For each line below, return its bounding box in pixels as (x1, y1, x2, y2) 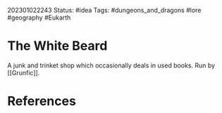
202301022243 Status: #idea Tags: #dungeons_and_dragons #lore (7, 6, 202, 14)
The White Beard (7, 38, 108, 54)
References (7, 93, 76, 109)
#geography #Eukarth (7, 13, 71, 22)
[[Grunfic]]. (7, 68, 40, 77)
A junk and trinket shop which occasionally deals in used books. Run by (7, 61, 216, 69)
